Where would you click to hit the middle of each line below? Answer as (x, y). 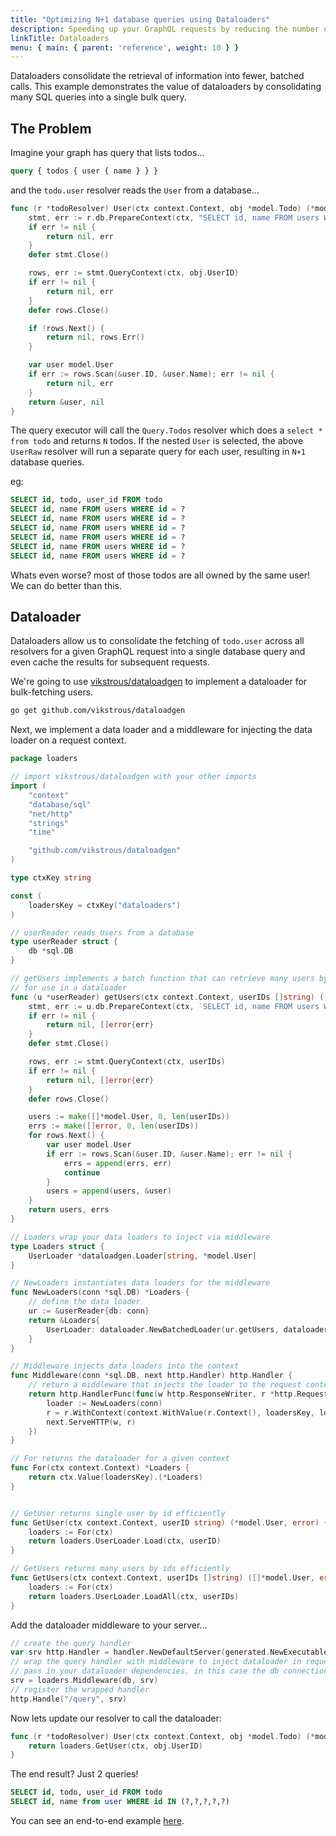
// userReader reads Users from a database (102, 932)
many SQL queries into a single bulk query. (98, 97)
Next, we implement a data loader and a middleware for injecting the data (161, 730)
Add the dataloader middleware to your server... (109, 1625)
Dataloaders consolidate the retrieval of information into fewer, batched (157, 76)
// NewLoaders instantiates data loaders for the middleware (140, 1283)
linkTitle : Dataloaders (60, 38)
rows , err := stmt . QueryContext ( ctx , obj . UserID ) (134, 273)
